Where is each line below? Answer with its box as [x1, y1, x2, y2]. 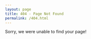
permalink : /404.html [5, 16, 49, 20]
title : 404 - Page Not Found [5, 11, 64, 16]
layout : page [5, 7, 31, 12]
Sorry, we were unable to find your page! [5, 29, 87, 35]
